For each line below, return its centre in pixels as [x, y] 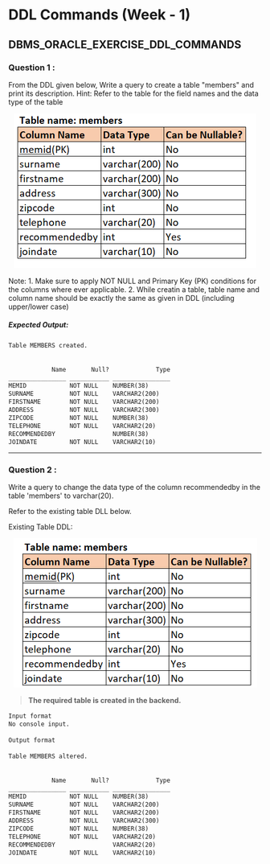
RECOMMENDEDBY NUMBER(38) [79, 434]
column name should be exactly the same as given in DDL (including [121, 298]
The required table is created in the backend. [104, 701]
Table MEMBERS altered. [48, 757]
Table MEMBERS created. [48, 345]
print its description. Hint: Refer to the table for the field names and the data [133, 93]
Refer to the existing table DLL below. [70, 512]
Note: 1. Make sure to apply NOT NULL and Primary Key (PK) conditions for [133, 281]
